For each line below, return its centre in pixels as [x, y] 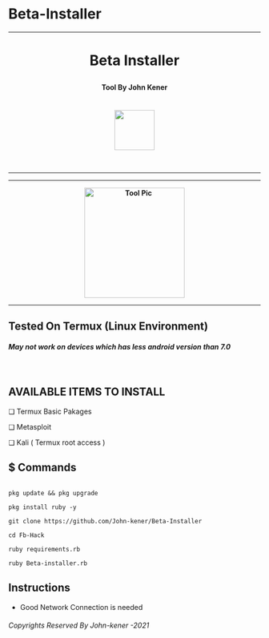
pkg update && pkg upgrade [53, 493]
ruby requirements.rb [44, 549]
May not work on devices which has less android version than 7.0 [120, 346]
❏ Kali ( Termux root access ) [57, 442]
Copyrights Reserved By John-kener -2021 [79, 625]
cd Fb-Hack [26, 535]
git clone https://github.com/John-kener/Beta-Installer [105, 521]
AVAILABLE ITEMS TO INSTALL [87, 392]
